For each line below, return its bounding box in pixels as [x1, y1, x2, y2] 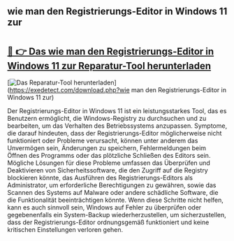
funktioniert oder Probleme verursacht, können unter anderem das [7, 136, 198, 145]
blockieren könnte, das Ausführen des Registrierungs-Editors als [7, 174, 193, 182]
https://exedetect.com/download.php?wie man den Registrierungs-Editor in [9, 86, 227, 94]
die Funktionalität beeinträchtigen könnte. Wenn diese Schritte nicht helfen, [7, 196, 224, 204]
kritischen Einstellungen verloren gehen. [7, 226, 124, 233]
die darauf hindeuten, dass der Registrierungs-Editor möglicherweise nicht [7, 129, 222, 137]
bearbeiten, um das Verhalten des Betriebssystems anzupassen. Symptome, [7, 122, 228, 130]
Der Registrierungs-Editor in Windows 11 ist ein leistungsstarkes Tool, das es [7, 107, 227, 115]
